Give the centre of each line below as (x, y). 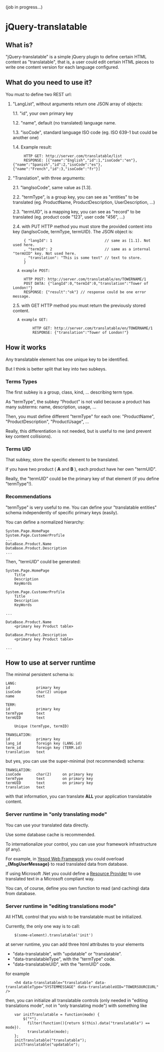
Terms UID (18, 449)
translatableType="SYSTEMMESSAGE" (41, 987)
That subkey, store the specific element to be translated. (62, 460)
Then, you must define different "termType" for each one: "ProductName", (80, 416)
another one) (26, 137)
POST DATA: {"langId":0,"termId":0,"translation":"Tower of (86, 283)
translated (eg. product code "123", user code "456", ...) (69, 217)
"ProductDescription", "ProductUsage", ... (47, 422)
